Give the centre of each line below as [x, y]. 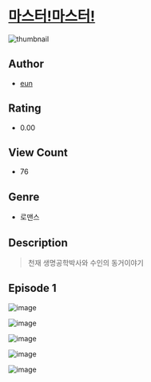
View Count [38, 152]
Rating [25, 108]
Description [38, 243]
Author [26, 64]
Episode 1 [33, 288]
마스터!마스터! [52, 16]
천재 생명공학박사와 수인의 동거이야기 [85, 263]
